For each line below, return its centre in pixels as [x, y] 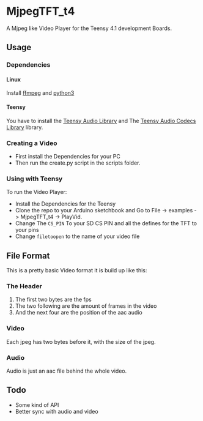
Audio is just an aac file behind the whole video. [67, 371]
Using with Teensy [35, 179]
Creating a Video [32, 143]
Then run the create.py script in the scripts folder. [78, 163]
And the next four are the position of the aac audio [79, 313]
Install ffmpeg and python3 [40, 93]
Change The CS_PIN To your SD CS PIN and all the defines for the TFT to [106, 223]
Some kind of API [37, 404]
